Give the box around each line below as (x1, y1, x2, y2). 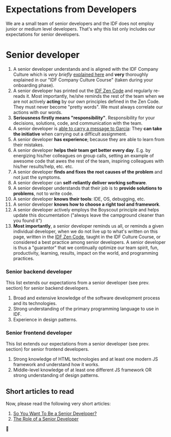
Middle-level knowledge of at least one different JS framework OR (13, 367, 152, 373)
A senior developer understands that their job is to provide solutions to (13, 185, 162, 191)
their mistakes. (13, 142, 44, 148)
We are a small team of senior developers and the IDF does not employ (6, 20, 154, 26)
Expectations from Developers (6, 4, 137, 15)
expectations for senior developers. (6, 31, 80, 37)
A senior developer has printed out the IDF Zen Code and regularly (13, 88, 153, 94)
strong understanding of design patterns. (13, 372, 99, 378)
